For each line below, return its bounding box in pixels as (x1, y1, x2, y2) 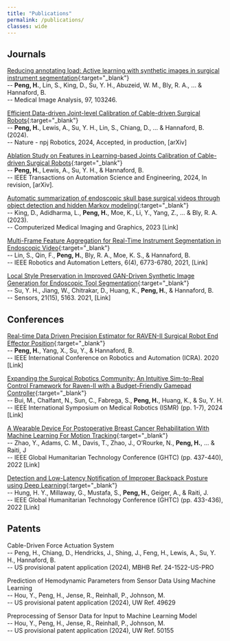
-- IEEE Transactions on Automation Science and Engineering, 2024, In (7, 173, 207, 182)
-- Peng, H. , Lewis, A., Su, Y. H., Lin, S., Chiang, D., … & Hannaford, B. (7, 124, 205, 132)
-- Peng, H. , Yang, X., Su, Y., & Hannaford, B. (7, 346, 134, 355)
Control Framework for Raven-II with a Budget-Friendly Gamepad (7, 382, 192, 390)
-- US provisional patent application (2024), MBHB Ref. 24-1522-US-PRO (7, 563, 214, 571)
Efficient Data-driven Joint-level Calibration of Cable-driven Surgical (7, 109, 200, 117)
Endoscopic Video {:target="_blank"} (7, 244, 111, 252)
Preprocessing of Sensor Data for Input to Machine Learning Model (7, 611, 197, 620)
